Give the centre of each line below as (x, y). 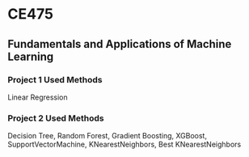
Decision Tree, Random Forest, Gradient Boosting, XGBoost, (108, 136)
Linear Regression (38, 97)
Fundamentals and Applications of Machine (120, 44)
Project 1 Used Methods (55, 79)
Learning (31, 56)
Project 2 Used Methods (56, 118)
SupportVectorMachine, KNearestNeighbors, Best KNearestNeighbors (124, 144)
